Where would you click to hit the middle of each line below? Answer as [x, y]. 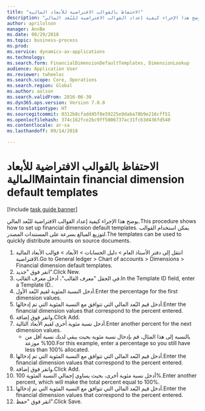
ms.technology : [26, 57]
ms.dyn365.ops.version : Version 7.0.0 [56, 102]
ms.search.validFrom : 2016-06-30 [49, 97]
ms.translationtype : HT [37, 108]
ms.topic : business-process [43, 40]
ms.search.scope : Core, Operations [52, 80]
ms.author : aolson [30, 91]
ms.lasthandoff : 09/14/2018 [43, 131]
